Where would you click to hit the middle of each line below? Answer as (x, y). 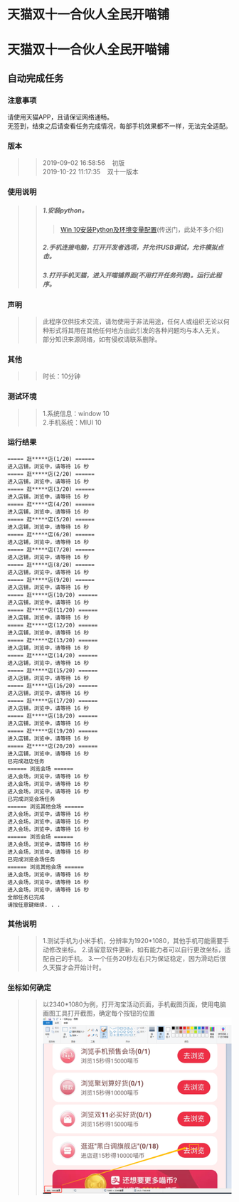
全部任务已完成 (26, 897)
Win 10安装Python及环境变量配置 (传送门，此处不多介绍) (142, 230)
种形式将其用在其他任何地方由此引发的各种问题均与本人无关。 (133, 330)
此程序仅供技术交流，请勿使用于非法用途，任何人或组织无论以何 (136, 321)
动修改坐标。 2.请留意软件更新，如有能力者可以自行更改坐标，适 (137, 950)
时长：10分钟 (62, 376)
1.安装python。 (65, 210)
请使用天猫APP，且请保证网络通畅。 (60, 117)
